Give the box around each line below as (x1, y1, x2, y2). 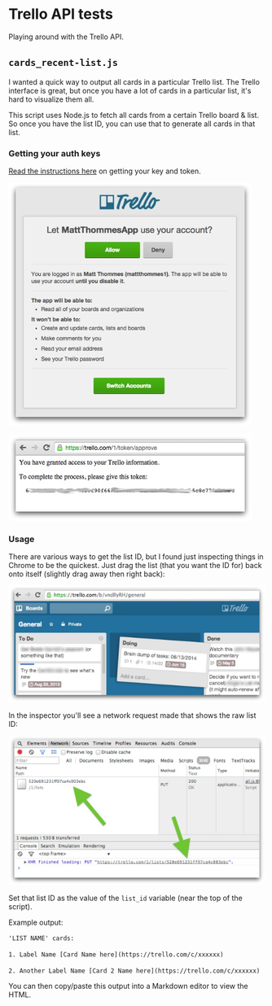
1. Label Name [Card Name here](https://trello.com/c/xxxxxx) (8, 951, 224, 959)
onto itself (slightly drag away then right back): (8, 569, 165, 579)
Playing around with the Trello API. (8, 32, 124, 42)
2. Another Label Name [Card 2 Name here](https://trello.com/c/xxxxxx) (8, 967, 261, 975)
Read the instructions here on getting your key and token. (8, 166, 201, 176)
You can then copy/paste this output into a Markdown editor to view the (8, 982, 248, 991)
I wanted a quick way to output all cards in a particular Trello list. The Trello (8, 77, 261, 86)
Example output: (8, 917, 64, 928)
